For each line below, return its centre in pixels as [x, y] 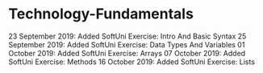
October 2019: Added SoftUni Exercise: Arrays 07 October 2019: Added [127, 53]
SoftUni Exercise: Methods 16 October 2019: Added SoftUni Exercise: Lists [132, 62]
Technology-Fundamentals [101, 14]
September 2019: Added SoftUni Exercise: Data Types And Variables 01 [127, 44]
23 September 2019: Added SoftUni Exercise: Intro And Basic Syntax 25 [127, 36]
